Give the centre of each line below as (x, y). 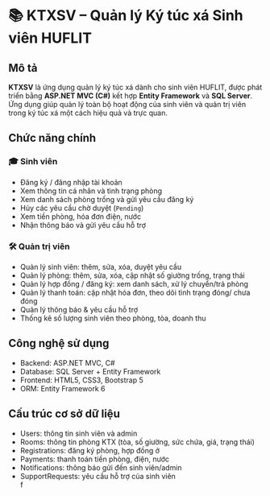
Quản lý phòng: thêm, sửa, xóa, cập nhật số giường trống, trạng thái (132, 275)
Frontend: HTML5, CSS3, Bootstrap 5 (81, 380)
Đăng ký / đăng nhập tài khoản (71, 182)
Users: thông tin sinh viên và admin (79, 433)
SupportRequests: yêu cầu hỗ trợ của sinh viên (98, 476)
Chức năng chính (52, 138)
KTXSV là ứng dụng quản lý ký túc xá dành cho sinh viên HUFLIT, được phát (135, 87)
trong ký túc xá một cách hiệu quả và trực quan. (88, 113)
